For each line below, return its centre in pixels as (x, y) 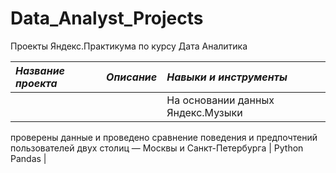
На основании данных (220, 100)
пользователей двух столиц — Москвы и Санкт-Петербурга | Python (157, 148)
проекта (36, 83)
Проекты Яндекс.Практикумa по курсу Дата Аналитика (129, 46)
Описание (132, 77)
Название (40, 70)
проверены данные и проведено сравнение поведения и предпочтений (164, 137)
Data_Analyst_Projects (107, 18)
